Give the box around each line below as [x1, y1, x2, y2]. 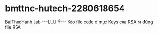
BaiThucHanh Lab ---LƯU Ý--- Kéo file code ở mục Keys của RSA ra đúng [5, 19, 153, 25]
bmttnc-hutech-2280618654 [5, 3, 125, 14]
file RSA [5, 24, 21, 30]
